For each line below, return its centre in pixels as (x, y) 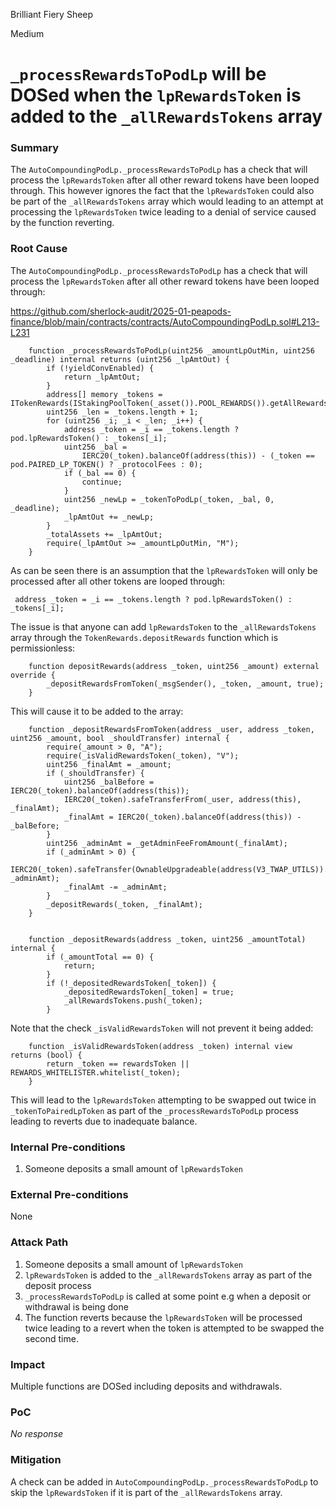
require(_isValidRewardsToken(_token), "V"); (143, 755)
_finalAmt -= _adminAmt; (115, 887)
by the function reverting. (62, 223)
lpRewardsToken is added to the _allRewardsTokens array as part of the (168, 1275)
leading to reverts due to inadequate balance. (104, 1121)
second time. (51, 1338)
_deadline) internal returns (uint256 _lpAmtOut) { (120, 359)
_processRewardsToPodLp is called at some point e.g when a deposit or (168, 1296)
